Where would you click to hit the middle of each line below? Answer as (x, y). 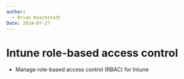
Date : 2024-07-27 (28, 23)
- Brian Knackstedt (37, 17)
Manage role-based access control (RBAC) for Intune (82, 69)
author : (16, 12)
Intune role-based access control (92, 53)
